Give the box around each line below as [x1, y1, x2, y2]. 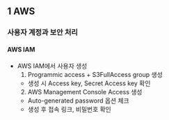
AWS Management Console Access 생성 [27, 87, 143, 96]
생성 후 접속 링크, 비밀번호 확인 [27, 105, 111, 113]
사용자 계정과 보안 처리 [7, 28, 79, 37]
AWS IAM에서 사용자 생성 [17, 62, 88, 70]
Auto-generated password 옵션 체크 [27, 96, 130, 105]
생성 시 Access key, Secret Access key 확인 [27, 79, 151, 87]
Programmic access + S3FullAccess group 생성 [27, 70, 163, 78]
